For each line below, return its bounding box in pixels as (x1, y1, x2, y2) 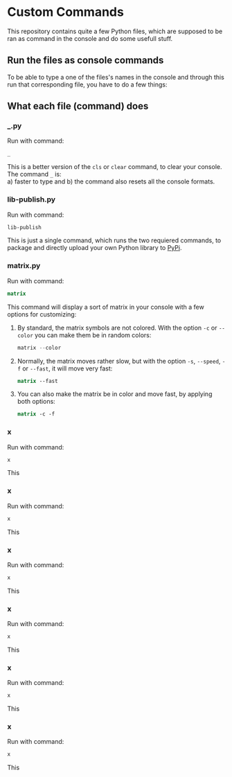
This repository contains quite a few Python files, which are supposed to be (7, 27, 223, 35)
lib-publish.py (7, 195, 56, 204)
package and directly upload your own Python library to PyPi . (7, 244, 182, 252)
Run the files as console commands (7, 55, 164, 66)
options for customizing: (7, 310, 77, 319)
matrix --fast (17, 377, 58, 384)
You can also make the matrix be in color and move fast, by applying (17, 390, 213, 398)
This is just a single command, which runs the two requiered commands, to (7, 236, 222, 244)
